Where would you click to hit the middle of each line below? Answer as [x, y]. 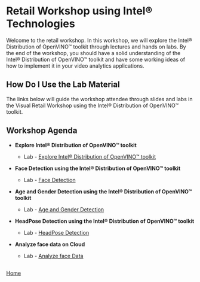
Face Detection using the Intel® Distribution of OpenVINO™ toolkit [98, 168]
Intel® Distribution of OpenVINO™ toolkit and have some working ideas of [96, 59]
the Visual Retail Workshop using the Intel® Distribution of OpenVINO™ [93, 105]
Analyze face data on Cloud [50, 244]
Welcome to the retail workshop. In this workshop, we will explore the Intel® [99, 40]
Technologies [41, 24]
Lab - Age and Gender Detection [64, 209]
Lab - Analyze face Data [53, 256]
